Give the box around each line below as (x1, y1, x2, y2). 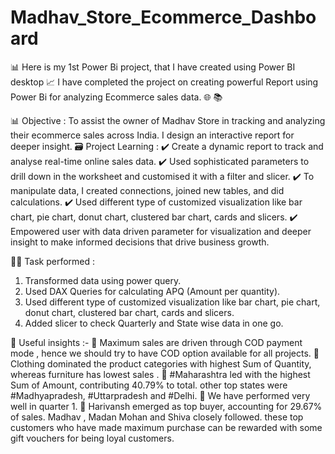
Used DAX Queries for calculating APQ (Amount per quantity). (24, 285, 281, 297)
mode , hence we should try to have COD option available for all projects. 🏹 (10, 347, 320, 359)
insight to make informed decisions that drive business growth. (10, 236, 270, 248)
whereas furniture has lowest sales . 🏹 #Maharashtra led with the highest (10, 368, 311, 380)
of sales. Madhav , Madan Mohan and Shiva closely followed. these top (10, 411, 304, 423)
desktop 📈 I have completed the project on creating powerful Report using (10, 76, 319, 88)
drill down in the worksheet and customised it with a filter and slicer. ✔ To (10, 170, 315, 182)
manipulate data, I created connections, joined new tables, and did (10, 184, 285, 196)
